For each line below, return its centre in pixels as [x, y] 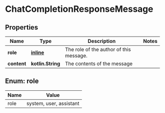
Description [102, 41]
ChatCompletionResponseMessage [79, 9]
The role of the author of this [98, 49]
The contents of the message [99, 64]
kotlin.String [46, 64]
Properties [22, 27]
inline [38, 53]
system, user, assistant [53, 103]
